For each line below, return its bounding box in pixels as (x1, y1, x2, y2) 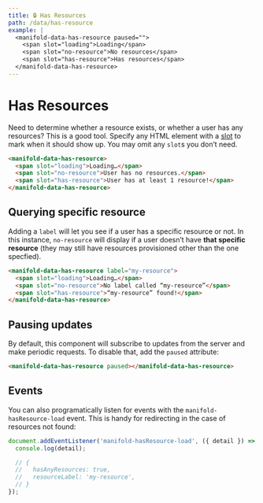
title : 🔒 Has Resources (8, 11, 87, 20)
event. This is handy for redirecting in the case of (66, 413, 226, 423)
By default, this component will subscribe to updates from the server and (8, 339, 246, 349)
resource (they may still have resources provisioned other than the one (8, 243, 239, 253)
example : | (8, 26, 44, 34)
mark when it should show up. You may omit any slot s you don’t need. (8, 139, 238, 149)
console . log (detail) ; (15, 444, 87, 453)
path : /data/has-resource (8, 19, 93, 27)
